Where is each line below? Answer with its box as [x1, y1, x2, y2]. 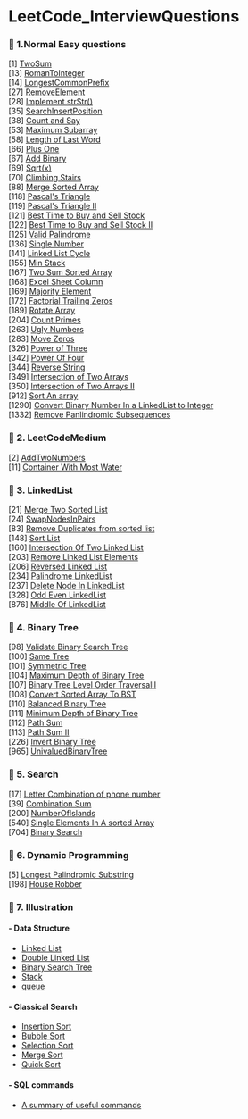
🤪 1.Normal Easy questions [8, 38, 127, 51]
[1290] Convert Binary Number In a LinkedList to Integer [8, 400, 214, 411]
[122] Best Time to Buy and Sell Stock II [8, 220, 153, 230]
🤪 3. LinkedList [8, 484, 73, 497]
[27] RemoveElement [8, 87, 86, 97]
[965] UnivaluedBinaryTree [8, 746, 108, 756]
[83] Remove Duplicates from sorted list [8, 523, 155, 534]
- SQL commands [8, 1079, 75, 1090]
